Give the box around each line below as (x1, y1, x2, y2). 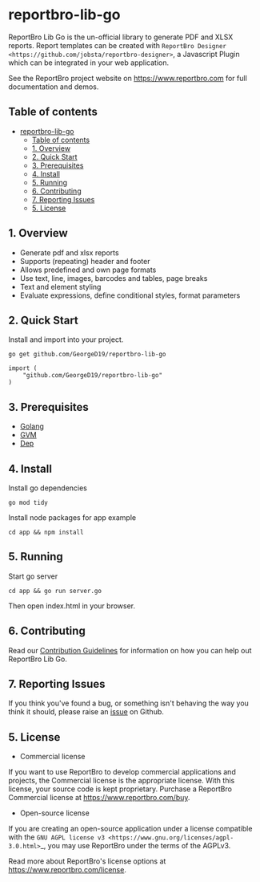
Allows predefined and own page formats (19, 265, 157, 274)
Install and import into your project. (8, 335, 124, 344)
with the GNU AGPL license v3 (8, 832, 106, 842)
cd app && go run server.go (8, 587, 102, 595)
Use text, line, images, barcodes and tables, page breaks (19, 273, 208, 282)
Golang (19, 421, 44, 431)
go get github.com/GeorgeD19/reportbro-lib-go (8, 351, 166, 359)
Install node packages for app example (8, 513, 137, 522)
